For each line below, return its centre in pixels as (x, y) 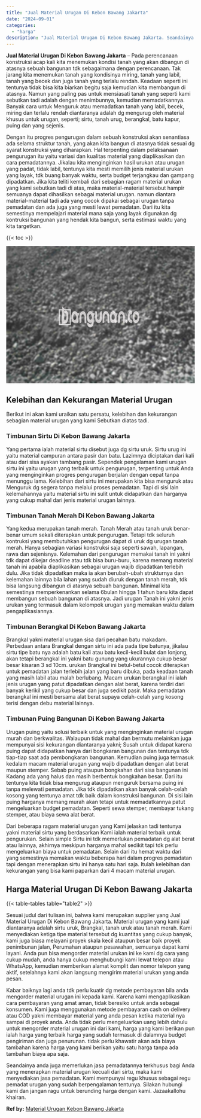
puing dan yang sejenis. (36, 126)
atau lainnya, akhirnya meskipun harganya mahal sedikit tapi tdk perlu (92, 845)
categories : (21, 25)
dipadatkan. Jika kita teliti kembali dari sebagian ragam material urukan (94, 182)
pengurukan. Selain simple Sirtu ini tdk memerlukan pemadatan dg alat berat (100, 839)
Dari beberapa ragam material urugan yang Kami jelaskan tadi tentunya (94, 826)
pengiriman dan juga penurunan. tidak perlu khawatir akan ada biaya (91, 1041)
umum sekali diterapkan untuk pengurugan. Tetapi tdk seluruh (98, 535)
